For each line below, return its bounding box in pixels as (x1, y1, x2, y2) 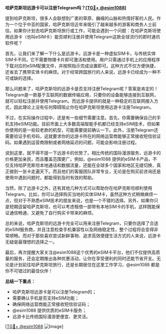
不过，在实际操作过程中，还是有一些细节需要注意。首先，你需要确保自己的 (5, 115, 157, 121)
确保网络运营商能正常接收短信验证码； (12, 301, 90, 307)
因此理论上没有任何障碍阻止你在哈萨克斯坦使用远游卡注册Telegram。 (13, 104, 154, 110)
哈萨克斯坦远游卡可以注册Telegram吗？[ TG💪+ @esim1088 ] (5, 5, 127, 10)
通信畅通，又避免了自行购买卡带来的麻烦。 (9, 210, 96, 215)
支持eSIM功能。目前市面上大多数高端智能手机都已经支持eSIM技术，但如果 (9, 121, 161, 126)
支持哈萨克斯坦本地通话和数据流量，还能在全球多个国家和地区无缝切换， (9, 163, 157, 168)
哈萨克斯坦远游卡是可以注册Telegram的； (12, 289, 97, 294)
